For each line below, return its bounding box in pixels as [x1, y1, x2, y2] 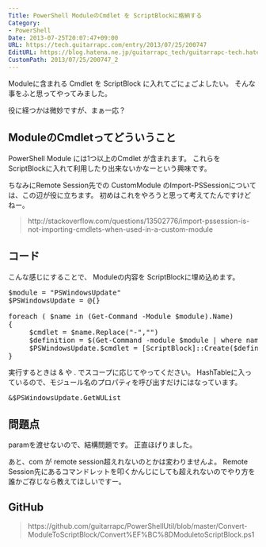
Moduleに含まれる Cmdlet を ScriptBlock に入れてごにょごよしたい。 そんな [8, 79, 256, 88]
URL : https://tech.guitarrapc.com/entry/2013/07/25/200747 [8, 41, 207, 49]
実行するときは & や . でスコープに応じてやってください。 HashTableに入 [8, 367, 245, 377]
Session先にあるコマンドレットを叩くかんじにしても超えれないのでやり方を [8, 467, 256, 476]
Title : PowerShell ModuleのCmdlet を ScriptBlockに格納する [8, 11, 203, 20]
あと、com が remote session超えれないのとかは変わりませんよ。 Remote [8, 457, 248, 467]
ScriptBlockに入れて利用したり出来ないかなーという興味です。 [8, 164, 211, 173]
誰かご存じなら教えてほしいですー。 [8, 477, 126, 487]
